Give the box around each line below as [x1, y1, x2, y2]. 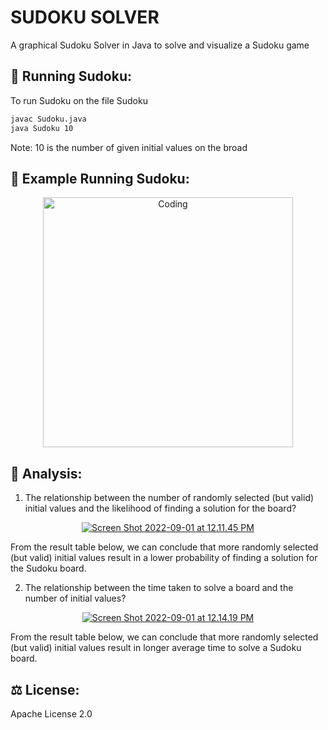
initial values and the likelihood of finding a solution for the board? [24, 502, 297, 515]
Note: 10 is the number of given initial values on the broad [10, 141, 248, 153]
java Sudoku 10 [10, 123, 74, 133]
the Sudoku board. [10, 562, 87, 575]
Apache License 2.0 [10, 707, 93, 720]
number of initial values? [24, 592, 127, 605]
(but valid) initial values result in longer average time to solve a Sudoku [10, 642, 302, 654]
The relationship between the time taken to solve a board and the [24, 582, 294, 594]
